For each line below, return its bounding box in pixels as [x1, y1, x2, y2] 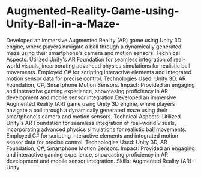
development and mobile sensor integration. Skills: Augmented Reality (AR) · [6, 157, 195, 164]
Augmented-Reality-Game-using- [6, 4, 179, 18]
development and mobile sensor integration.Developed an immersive [6, 94, 176, 101]
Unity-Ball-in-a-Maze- [6, 17, 121, 30]
